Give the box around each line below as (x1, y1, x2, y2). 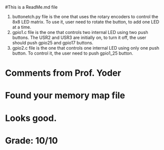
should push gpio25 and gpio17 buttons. (12, 40, 93, 46)
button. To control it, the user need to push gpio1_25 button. (12, 50, 134, 56)
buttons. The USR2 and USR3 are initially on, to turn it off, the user (12, 34, 146, 40)
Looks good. (5, 113, 57, 123)
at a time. (12, 24, 31, 30)
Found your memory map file (5, 90, 125, 101)
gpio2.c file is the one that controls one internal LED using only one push (12, 45, 160, 51)
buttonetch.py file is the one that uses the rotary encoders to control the (12, 14, 159, 19)
